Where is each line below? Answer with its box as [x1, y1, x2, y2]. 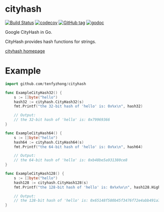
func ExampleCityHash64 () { [5, 131, 62, 136]
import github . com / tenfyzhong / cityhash [5, 81, 86, 86]
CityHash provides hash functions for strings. [5, 38, 97, 45]
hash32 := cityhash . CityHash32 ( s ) [14, 99, 84, 104]
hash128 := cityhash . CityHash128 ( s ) [14, 180, 89, 185]
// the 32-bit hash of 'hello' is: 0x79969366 [14, 118, 110, 122]
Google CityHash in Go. [5, 29, 53, 35]
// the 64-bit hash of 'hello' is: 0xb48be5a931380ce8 [14, 158, 128, 163]
